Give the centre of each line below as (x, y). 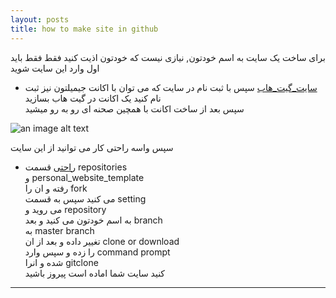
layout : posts (40, 19)
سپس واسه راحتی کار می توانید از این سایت (92, 147)
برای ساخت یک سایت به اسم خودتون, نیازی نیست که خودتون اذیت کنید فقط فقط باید (168, 57)
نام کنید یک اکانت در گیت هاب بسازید (93, 98)
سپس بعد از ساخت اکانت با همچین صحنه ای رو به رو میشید (134, 108)
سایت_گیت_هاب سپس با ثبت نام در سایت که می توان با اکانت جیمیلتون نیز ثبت (171, 87)
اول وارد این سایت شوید (55, 68)
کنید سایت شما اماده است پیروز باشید (95, 273)
